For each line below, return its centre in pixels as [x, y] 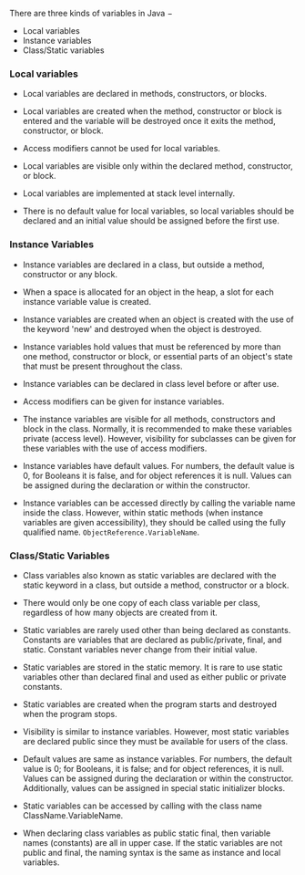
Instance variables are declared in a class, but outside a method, [143, 265]
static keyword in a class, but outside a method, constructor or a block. [156, 585]
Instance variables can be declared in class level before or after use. [151, 383]
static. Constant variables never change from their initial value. [140, 649]
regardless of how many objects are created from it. [120, 612]
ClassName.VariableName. [73, 815]
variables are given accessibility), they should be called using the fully [154, 522]
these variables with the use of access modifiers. [115, 448]
